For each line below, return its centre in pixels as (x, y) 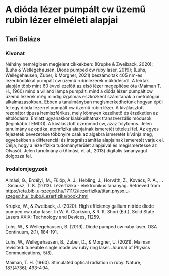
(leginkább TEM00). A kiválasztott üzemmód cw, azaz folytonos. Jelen (79, 123)
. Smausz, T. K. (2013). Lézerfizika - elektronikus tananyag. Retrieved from (83, 186)
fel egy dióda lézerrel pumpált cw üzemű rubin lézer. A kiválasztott (75, 107)
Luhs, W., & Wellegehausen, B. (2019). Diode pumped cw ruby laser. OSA (81, 227)
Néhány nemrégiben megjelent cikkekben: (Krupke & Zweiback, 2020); (79, 64)
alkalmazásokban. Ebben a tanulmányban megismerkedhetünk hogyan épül (84, 102)
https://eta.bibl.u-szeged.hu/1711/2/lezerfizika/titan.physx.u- (68, 191)
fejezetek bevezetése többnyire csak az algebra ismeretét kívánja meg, (79, 134)
